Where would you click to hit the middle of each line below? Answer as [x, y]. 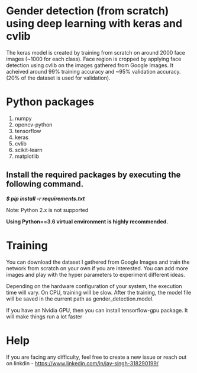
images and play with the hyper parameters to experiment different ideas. [96, 274]
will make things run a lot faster [44, 317]
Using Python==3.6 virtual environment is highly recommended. [87, 222]
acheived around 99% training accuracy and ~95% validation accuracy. [94, 71]
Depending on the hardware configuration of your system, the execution [94, 286]
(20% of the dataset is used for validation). [58, 78]
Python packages [50, 102]
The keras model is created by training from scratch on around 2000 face [96, 52]
